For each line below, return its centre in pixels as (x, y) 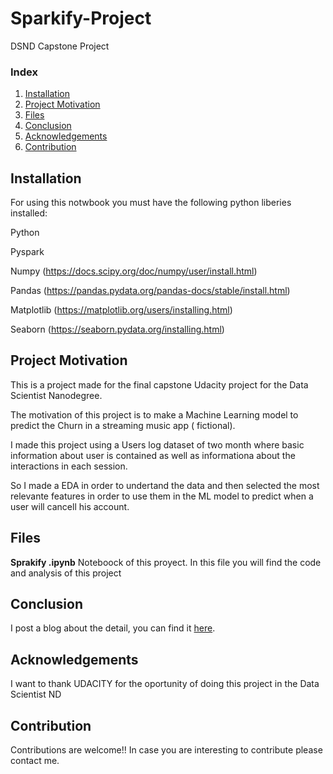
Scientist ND (36, 694)
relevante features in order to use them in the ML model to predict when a (162, 496)
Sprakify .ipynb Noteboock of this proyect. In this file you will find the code (166, 562)
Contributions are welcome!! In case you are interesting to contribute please (166, 750)
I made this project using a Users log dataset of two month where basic (157, 444)
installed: (29, 213)
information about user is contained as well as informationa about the (153, 455)
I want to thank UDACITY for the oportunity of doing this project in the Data (165, 684)
